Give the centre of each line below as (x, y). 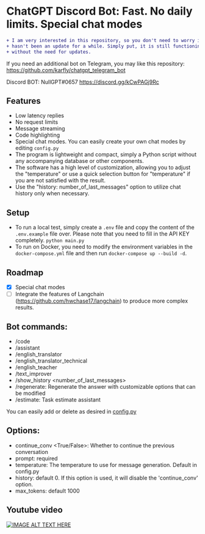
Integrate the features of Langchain (59, 294)
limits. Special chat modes (74, 24)
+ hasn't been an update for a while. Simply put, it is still (88, 46)
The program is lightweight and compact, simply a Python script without (106, 154)
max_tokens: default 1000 (48, 491)
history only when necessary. (52, 193)
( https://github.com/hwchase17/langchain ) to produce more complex (101, 301)
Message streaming (40, 129)
